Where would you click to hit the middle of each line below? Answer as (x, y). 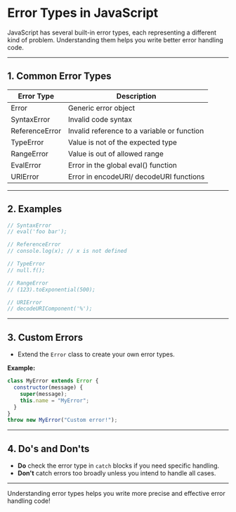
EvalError (26, 165)
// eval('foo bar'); (38, 232)
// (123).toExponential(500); (52, 289)
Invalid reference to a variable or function (136, 130)
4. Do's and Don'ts (48, 449)
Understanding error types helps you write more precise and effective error (117, 494)
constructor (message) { (48, 387)
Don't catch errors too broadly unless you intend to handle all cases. (117, 473)
